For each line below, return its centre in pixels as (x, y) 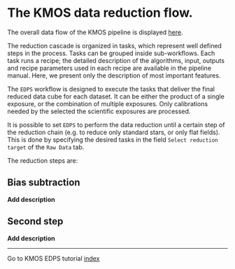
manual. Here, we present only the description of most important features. (114, 75)
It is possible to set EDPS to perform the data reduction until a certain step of (116, 124)
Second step (35, 221)
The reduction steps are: (43, 160)
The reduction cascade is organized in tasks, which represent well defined (115, 45)
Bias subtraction (44, 183)
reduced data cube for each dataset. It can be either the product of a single (116, 96)
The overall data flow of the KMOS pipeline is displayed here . (95, 32)
